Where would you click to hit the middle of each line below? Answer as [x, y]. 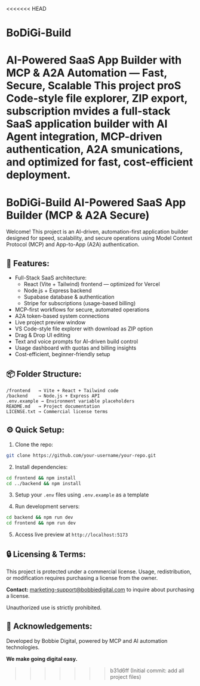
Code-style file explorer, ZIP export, [97, 99]
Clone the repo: [34, 444]
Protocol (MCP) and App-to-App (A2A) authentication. [73, 245]
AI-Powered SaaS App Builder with [94, 60]
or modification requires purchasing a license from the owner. [82, 577]
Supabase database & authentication [69, 297]
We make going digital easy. [42, 658]
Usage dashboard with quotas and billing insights [76, 348]
